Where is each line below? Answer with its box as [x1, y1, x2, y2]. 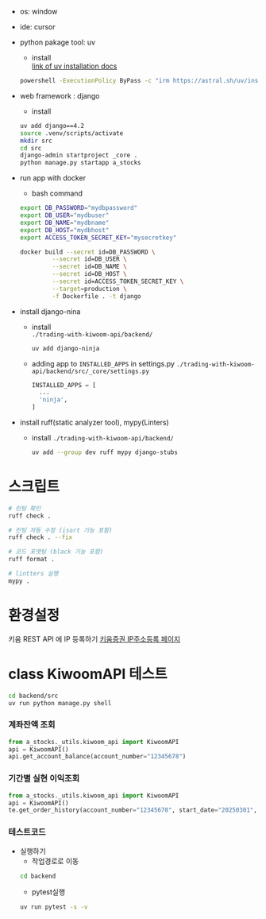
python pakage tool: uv [19, 37, 96, 47]
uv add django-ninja [31, 344, 100, 352]
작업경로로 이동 [31, 856, 79, 866]
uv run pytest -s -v [19, 903, 88, 911]
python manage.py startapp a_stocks [19, 159, 141, 167]
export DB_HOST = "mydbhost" [19, 226, 110, 234]
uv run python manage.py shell [8, 699, 112, 707]
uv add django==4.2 [19, 122, 85, 130]
